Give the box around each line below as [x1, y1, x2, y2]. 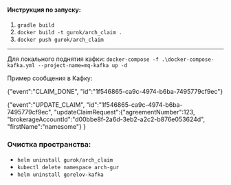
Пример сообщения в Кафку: [7, 74, 93, 82]
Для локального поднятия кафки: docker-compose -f [7, 55, 159, 63]
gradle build [16, 22, 55, 29]
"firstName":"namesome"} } [7, 123, 86, 131]
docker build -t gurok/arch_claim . [16, 29, 122, 36]
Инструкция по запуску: [7, 5, 81, 14]
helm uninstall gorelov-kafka [16, 171, 104, 178]
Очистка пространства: [7, 140, 91, 149]
